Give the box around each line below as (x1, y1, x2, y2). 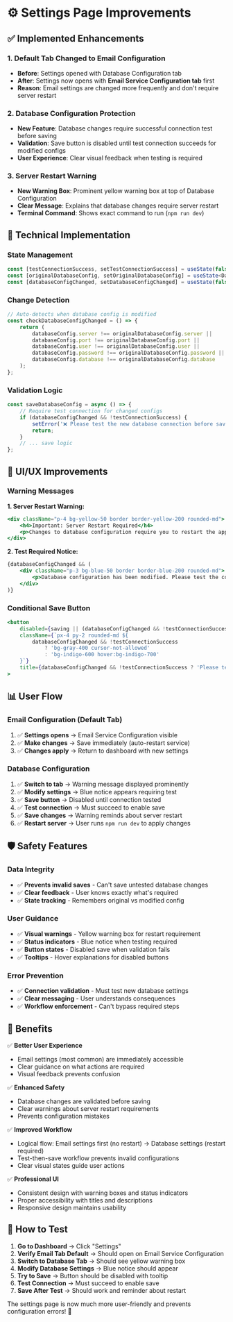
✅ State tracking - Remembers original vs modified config (17, 896, 185, 904)
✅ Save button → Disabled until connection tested (17, 795, 162, 803)
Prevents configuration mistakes (17, 1112, 110, 1120)
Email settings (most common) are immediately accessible (17, 1055, 184, 1063)
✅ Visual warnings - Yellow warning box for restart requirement (17, 929, 201, 938)
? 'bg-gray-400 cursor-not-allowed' (44, 644, 150, 652)
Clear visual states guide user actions (17, 1161, 125, 1169)
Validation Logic (7, 385, 63, 395)
